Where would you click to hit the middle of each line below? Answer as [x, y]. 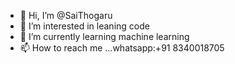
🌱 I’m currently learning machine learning [104, 36]
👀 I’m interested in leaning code [84, 26]
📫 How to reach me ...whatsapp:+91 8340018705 [122, 48]
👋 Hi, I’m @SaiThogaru [66, 15]
